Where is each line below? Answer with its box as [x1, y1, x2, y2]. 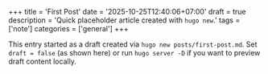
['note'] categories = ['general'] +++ [8, 24, 129, 33]
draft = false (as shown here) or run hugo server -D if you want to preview [8, 48, 261, 57]
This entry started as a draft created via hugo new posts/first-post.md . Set [8, 39, 258, 49]
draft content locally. [8, 56, 76, 66]
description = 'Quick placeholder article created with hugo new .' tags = [8, 15, 241, 25]
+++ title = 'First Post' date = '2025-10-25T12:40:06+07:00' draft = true [8, 7, 246, 16]
